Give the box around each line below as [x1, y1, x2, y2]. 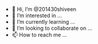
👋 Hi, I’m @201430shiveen [11, 6, 77, 12]
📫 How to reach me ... [11, 32, 67, 38]
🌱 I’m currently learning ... [11, 18, 75, 25]
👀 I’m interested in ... [11, 12, 62, 19]
